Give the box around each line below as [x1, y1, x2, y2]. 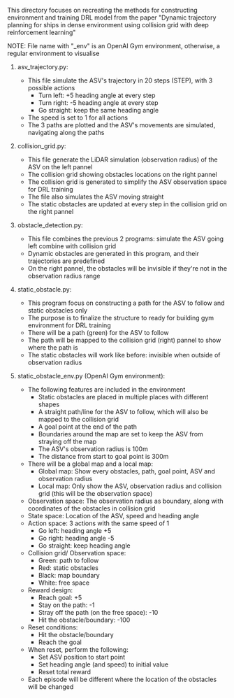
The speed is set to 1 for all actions [27, 113, 128, 122]
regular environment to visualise [7, 49, 100, 57]
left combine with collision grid [27, 242, 117, 250]
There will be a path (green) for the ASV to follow [27, 329, 169, 336]
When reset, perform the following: [27, 646, 129, 653]
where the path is [27, 343, 78, 352]
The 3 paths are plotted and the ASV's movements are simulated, [27, 121, 216, 129]
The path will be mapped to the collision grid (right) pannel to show [27, 336, 221, 344]
